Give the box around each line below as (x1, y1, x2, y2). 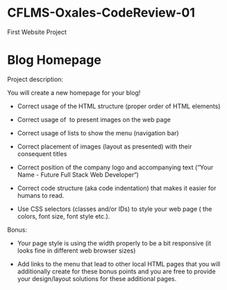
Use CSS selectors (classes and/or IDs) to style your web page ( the (17, 205, 212, 213)
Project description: (7, 75, 64, 83)
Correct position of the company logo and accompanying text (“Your (17, 163, 214, 171)
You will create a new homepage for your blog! (7, 88, 141, 96)
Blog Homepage (7, 52, 102, 68)
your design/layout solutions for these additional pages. (17, 274, 177, 282)
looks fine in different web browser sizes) (17, 246, 136, 255)
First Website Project (7, 28, 67, 36)
